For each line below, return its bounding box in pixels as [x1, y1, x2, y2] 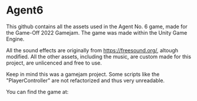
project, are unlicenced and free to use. [6, 59, 102, 66]
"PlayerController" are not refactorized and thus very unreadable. [6, 77, 165, 84]
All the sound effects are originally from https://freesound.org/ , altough [6, 46, 179, 53]
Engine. [6, 35, 25, 42]
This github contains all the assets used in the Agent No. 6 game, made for [6, 23, 188, 30]
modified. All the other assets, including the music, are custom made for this [6, 53, 192, 60]
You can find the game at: [6, 88, 69, 95]
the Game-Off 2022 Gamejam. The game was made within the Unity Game [6, 29, 188, 36]
